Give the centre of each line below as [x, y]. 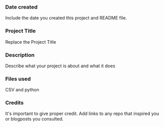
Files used [18, 79]
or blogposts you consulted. [35, 119]
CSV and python [22, 90]
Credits [14, 103]
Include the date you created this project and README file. [66, 18]
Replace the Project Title [31, 42]
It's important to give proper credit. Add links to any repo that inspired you [82, 113]
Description [20, 55]
